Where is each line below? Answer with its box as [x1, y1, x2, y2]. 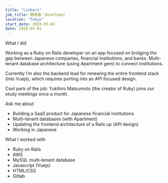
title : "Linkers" [5, 7, 42, 13]
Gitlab [12, 173, 25, 179]
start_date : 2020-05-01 [5, 21, 55, 27]
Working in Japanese [12, 127, 57, 133]
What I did [5, 40, 27, 46]
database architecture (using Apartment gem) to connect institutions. [19, 61, 163, 67]
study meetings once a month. [5, 91, 69, 97]
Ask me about [5, 101, 34, 107]
